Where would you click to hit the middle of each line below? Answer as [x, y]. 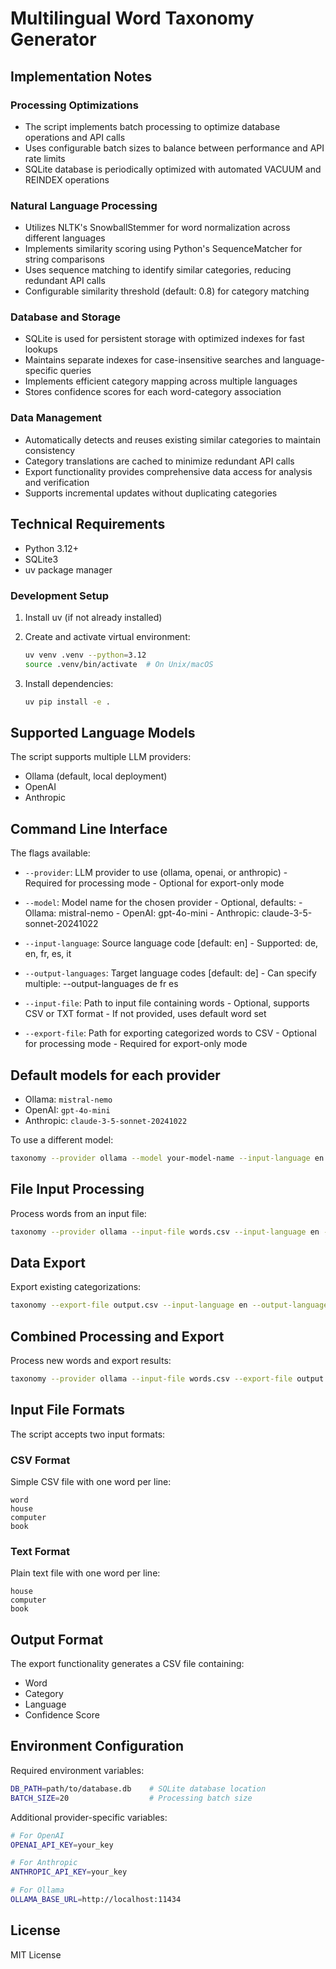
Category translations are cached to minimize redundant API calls [159, 461]
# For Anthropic [44, 1863]
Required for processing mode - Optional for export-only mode [154, 883]
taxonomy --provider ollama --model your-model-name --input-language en [167, 1158]
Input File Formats [68, 1410]
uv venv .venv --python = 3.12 [85, 655]
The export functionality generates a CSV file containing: [127, 1664]
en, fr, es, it [48, 954]
